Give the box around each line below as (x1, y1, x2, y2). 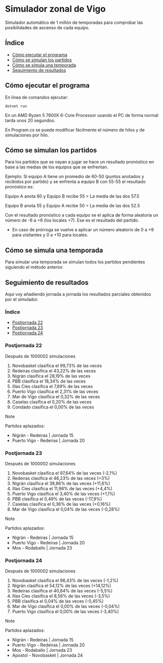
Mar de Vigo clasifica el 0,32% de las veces (12, 393, 100, 400)
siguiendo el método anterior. (5, 264, 64, 270)
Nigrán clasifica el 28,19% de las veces (12, 373, 91, 379)
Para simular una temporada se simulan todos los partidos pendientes (5, 259, 145, 265)
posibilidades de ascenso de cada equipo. (5, 24, 90, 30)
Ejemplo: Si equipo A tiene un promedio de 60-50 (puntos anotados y (5, 174, 145, 180)
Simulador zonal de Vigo (5, 3, 106, 15)
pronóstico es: (5, 184, 34, 190)
